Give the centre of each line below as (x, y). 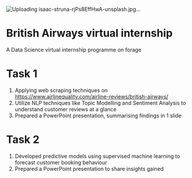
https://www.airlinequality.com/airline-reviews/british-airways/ (91, 96)
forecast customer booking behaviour (61, 162)
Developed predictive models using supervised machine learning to (97, 156)
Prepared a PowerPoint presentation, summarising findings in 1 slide (98, 115)
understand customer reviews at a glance (66, 109)
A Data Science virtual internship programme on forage (74, 49)
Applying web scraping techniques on (61, 90)
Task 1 (22, 74)
